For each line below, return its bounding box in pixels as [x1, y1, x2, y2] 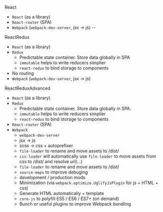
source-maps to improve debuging [19, 169, 88, 175]
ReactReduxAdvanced [4, 85, 50, 91]
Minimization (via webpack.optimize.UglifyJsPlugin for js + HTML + [19, 180, 159, 186]
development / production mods [19, 175, 86, 180]
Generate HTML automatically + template [19, 191, 104, 196]
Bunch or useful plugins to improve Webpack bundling [19, 201, 131, 207]
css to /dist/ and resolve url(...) [19, 159, 83, 164]
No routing [11, 70, 34, 76]
